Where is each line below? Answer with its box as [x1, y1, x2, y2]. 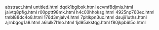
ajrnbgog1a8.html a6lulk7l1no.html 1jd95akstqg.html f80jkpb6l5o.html [5, 19, 146, 25]
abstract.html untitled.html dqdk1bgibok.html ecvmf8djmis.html [5, 4, 133, 10]
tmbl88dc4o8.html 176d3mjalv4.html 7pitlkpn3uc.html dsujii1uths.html [5, 15, 147, 20]
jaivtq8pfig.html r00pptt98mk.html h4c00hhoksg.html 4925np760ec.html [5, 9, 155, 15]
